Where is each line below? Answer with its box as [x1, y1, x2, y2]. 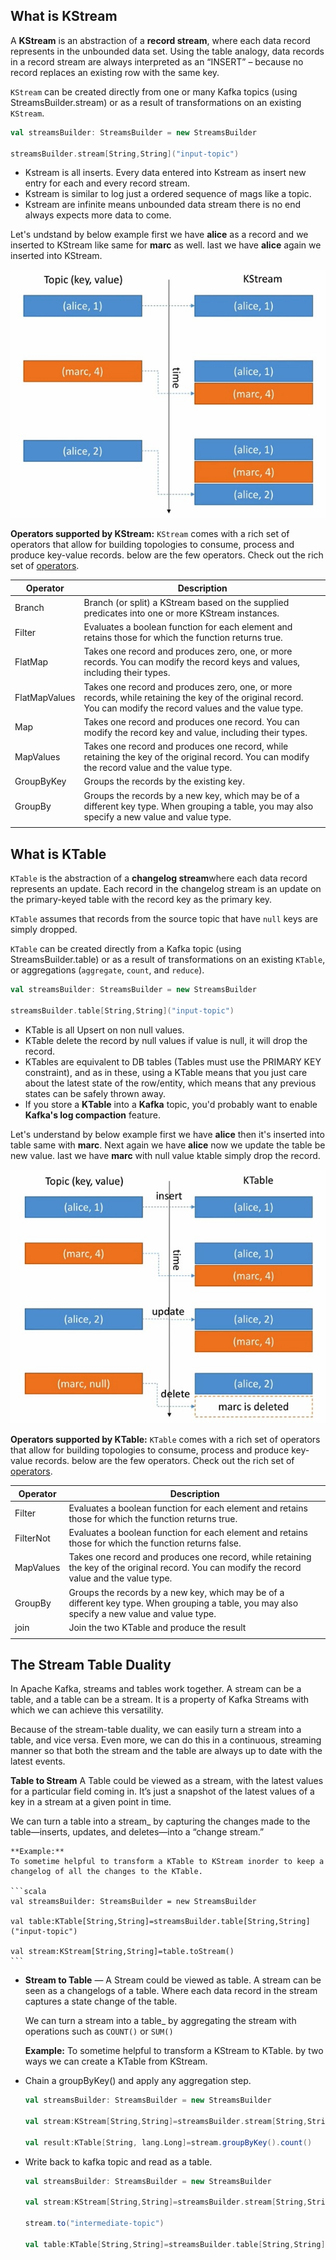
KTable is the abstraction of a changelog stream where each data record [10, 872, 308, 884]
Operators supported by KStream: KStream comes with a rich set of [10, 528, 290, 540]
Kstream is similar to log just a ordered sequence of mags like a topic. [24, 188, 312, 200]
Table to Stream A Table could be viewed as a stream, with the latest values [10, 1775, 324, 1787]
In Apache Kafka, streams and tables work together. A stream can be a [10, 1683, 302, 1695]
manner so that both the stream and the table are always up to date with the [10, 1745, 323, 1757]
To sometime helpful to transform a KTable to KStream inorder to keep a [10, 1857, 325, 1867]
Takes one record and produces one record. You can [83, 715, 300, 728]
